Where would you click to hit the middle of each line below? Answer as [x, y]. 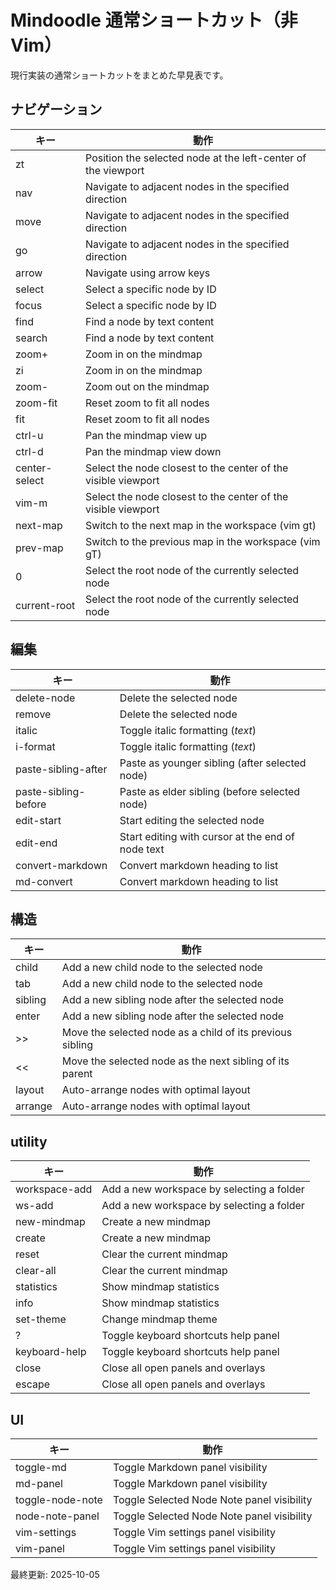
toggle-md [41, 1467]
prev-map [39, 548]
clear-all [36, 1271]
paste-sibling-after [61, 769]
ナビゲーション [56, 109]
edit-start [38, 820]
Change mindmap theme [159, 1319]
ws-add [34, 1206]
